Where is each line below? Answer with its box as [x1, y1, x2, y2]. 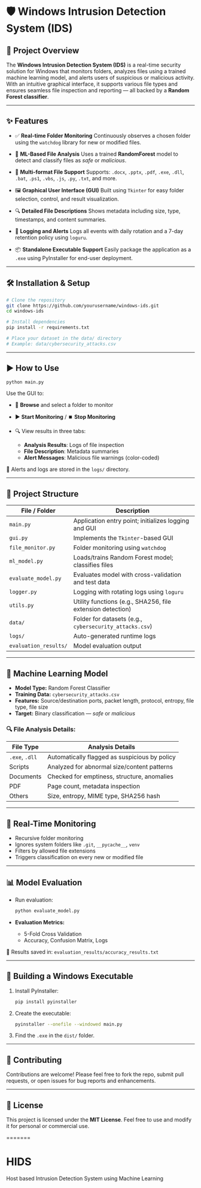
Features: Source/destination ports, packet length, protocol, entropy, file [14, 697, 194, 705]
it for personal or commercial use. [6, 1123, 90, 1130]
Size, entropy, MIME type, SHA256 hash [47, 792, 160, 800]
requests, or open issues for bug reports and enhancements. [6, 1077, 156, 1084]
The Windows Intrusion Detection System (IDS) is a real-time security [6, 61, 181, 68]
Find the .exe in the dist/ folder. [14, 1032, 95, 1039]
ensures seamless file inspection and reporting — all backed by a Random [6, 87, 190, 93]
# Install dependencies [6, 319, 66, 325]
